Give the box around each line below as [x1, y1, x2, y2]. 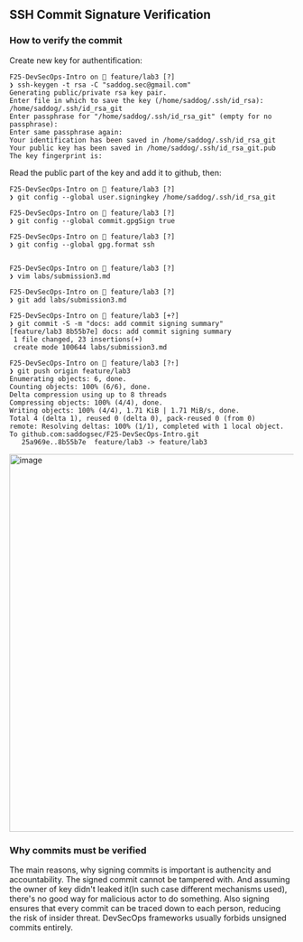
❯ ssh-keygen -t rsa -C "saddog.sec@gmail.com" [9, 80, 192, 89]
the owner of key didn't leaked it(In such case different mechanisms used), [9, 883, 288, 894]
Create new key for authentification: [9, 54, 142, 66]
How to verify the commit [9, 34, 123, 47]
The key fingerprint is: [9, 151, 103, 161]
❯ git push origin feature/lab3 [9, 366, 131, 376]
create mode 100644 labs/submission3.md [13, 342, 168, 351]
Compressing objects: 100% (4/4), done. [9, 397, 164, 407]
